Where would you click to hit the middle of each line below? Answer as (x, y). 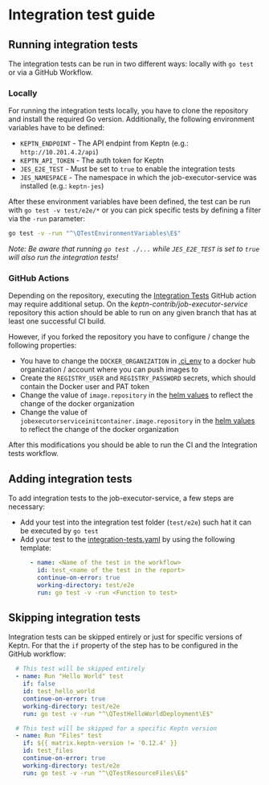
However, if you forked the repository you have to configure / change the (129, 337)
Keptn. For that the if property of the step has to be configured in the (123, 646)
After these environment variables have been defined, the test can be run (130, 202)
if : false (39, 684)
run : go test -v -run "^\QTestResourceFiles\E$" (106, 773)
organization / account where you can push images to (109, 370)
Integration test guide (82, 15)
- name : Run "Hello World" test (70, 676)
